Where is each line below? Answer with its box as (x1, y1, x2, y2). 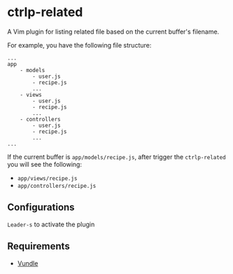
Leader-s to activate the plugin (7, 220, 95, 228)
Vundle (17, 259, 38, 267)
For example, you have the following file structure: (7, 41, 152, 49)
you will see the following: (7, 160, 83, 168)
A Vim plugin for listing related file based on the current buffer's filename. (7, 27, 220, 36)
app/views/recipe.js (17, 174, 78, 182)
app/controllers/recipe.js (17, 182, 97, 189)
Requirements (7, 240, 70, 252)
